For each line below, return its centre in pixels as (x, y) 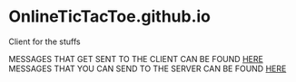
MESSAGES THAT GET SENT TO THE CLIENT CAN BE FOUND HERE (136, 59)
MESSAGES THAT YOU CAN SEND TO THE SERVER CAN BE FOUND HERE (148, 68)
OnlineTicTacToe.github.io (109, 17)
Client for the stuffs (44, 41)
